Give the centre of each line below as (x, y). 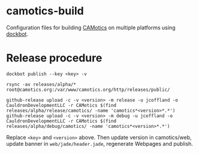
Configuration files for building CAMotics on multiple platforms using (91, 27)
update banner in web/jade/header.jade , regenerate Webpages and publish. (100, 143)
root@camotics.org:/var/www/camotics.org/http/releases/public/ (88, 90)
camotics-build (45, 11)
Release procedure (54, 58)
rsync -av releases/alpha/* (41, 84)
